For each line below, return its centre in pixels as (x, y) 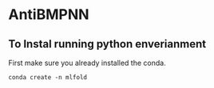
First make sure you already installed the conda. (87, 63)
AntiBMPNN (49, 15)
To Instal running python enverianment (107, 44)
